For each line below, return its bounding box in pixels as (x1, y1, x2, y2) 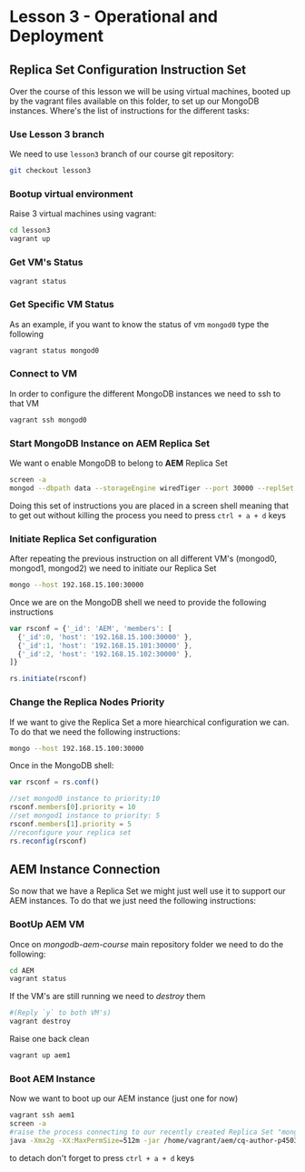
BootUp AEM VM (9, 918, 84, 931)
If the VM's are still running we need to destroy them (9, 991, 206, 1002)
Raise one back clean (9, 1034, 90, 1045)
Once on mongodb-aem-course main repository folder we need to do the (9, 938, 284, 949)
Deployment (9, 25, 104, 46)
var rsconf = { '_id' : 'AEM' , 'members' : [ (9, 624, 172, 633)
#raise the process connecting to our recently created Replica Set (9, 1127, 274, 1137)
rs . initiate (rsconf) (9, 675, 88, 684)
